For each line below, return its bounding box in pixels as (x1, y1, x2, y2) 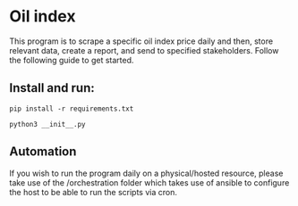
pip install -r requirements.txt (9, 104, 134, 113)
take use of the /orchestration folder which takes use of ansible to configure (9, 177, 290, 188)
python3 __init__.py (9, 119, 87, 128)
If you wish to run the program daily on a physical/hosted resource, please (9, 168, 284, 178)
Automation (9, 144, 77, 160)
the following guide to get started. (9, 54, 134, 65)
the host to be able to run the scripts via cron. (9, 186, 177, 197)
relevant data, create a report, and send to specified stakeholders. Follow (9, 45, 279, 55)
